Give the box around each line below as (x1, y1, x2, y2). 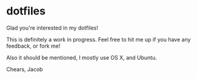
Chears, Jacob (6, 65, 44, 73)
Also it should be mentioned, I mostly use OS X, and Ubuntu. (6, 54, 158, 61)
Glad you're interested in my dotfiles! (6, 24, 98, 31)
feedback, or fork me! (6, 42, 61, 49)
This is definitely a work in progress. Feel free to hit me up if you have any (6, 36, 191, 43)
